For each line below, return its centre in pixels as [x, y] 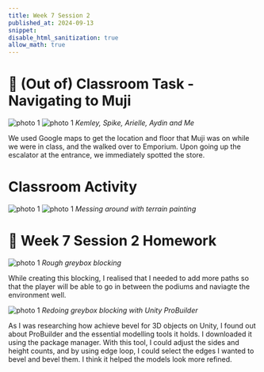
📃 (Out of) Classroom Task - [101, 84]
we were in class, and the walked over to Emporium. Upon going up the [125, 146]
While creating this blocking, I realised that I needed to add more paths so [129, 278]
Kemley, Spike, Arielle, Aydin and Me [135, 123]
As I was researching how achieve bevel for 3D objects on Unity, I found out [132, 325]
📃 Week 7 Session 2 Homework [112, 241]
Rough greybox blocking [81, 263]
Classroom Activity [73, 187]
